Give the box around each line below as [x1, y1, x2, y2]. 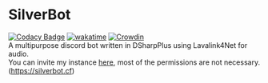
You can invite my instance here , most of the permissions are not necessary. [8, 57, 261, 67]
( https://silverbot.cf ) [8, 65, 74, 75]
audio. [8, 49, 30, 58]
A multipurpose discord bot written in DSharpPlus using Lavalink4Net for [8, 40, 248, 49]
